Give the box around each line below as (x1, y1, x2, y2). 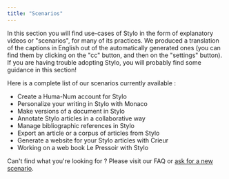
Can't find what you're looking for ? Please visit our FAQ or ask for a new (7, 156, 214, 165)
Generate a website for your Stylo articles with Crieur (17, 136, 169, 145)
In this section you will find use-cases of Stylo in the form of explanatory (7, 29, 214, 37)
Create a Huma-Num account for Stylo (17, 92, 128, 101)
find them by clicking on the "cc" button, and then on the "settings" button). (7, 51, 223, 59)
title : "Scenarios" (7, 10, 63, 17)
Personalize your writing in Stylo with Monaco (17, 99, 148, 107)
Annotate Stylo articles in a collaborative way (17, 114, 146, 123)
